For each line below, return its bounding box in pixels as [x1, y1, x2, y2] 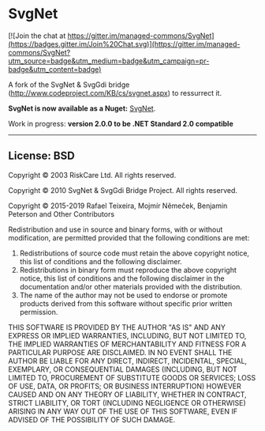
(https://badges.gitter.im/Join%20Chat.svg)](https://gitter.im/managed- [8, 39, 241, 48]
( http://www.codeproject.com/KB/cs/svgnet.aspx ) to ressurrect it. [8, 88, 222, 97]
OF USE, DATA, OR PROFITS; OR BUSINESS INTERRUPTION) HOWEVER [8, 381, 242, 391]
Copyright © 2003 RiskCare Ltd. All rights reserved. [8, 170, 177, 180]
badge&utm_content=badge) [8, 64, 102, 74]
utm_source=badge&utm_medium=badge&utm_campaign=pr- [8, 56, 210, 66]
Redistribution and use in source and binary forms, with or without [8, 225, 223, 234]
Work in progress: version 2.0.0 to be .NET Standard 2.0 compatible [8, 119, 234, 128]
